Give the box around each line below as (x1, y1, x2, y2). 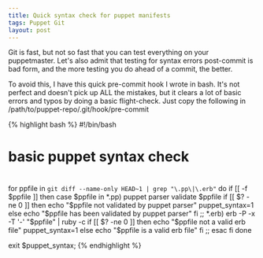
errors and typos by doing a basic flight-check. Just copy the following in (8, 96, 246, 106)
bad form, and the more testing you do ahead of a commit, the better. (8, 64, 233, 74)
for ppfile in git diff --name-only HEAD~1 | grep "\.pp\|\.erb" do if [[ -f (8, 183, 248, 193)
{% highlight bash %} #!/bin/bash (8, 120, 117, 130)
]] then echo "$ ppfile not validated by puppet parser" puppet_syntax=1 (24, 200, 254, 209)
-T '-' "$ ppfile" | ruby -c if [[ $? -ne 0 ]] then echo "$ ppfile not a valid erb (8, 217, 246, 227)
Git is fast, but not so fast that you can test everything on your (8, 48, 209, 57)
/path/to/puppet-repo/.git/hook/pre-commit (8, 105, 150, 114)
